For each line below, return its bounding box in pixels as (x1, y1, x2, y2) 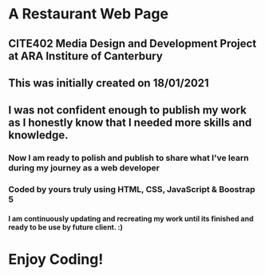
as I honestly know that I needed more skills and (8, 116, 252, 130)
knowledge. (8, 129, 69, 142)
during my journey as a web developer (8, 162, 160, 174)
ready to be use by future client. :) (8, 222, 124, 232)
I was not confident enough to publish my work (8, 103, 247, 117)
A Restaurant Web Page (8, 5, 169, 23)
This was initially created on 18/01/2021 (8, 76, 209, 90)
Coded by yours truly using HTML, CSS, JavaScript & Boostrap (8, 184, 255, 195)
